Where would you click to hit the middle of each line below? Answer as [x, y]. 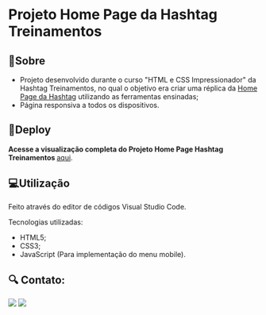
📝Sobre [27, 61]
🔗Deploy [30, 130]
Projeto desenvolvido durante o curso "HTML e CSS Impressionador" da [138, 80]
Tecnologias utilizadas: [46, 222]
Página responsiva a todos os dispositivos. [89, 105]
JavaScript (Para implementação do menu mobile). [103, 254]
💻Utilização [39, 184]
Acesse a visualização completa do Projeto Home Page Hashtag [116, 149]
